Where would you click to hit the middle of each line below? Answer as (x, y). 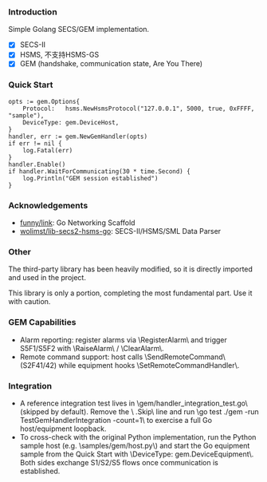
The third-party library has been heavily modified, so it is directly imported (131, 269)
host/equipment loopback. (63, 429)
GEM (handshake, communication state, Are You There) (111, 64)
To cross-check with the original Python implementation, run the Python (138, 437)
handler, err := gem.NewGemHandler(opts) (78, 136)
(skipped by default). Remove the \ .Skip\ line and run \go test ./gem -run (139, 411)
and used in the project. (47, 278)
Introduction (33, 12)
